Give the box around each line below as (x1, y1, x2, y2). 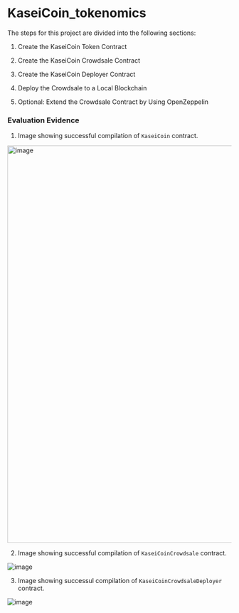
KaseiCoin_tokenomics (7, 5, 147, 21)
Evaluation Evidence (7, 115, 80, 125)
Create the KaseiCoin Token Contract (17, 42, 127, 51)
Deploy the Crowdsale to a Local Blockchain (17, 83, 147, 92)
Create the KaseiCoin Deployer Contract (17, 70, 136, 78)
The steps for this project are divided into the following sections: (7, 28, 196, 37)
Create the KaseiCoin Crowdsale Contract (17, 56, 141, 65)
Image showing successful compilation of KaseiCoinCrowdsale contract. (17, 549, 227, 557)
